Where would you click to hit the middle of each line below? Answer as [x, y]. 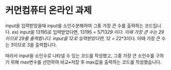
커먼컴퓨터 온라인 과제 [48, 10]
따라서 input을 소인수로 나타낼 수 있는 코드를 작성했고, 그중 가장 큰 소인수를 [80, 55]
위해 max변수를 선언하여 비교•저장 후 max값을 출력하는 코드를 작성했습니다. [86, 62]
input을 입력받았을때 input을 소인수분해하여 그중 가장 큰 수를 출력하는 [75, 26]
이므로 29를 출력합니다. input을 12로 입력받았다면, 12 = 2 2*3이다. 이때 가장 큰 [83, 38]
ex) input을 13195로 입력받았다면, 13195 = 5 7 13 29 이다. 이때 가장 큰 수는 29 [88, 32]
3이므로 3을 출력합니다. [34, 44]
